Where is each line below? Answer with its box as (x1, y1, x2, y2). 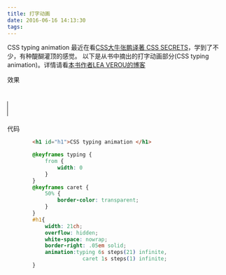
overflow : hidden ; (44, 229, 99, 237)
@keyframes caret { (32, 183, 90, 191)
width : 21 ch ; (44, 223, 83, 230)
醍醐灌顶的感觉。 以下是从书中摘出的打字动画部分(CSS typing (31, 52, 209, 60)
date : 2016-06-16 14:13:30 (7, 17, 86, 24)
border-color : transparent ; (57, 197, 139, 204)
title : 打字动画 (7, 10, 50, 17)
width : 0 (57, 164, 83, 171)
